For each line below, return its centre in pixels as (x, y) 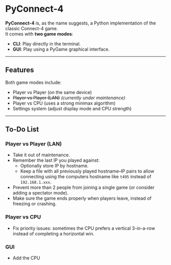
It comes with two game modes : (39, 34)
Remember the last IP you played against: (56, 160)
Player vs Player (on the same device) (52, 92)
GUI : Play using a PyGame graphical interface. (61, 49)
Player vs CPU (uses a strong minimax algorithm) (64, 103)
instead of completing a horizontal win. (53, 233)
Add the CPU (26, 258)
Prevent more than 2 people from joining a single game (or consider (83, 187)
